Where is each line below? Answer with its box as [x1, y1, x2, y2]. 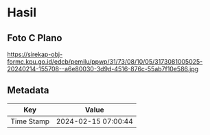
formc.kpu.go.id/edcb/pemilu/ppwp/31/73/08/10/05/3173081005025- [7, 58, 203, 66]
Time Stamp [10, 116, 50, 126]
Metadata [7, 84, 49, 97]
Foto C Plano [7, 32, 62, 44]
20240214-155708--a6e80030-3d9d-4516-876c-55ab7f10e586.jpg [7, 65, 199, 73]
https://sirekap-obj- [7, 50, 63, 58]
